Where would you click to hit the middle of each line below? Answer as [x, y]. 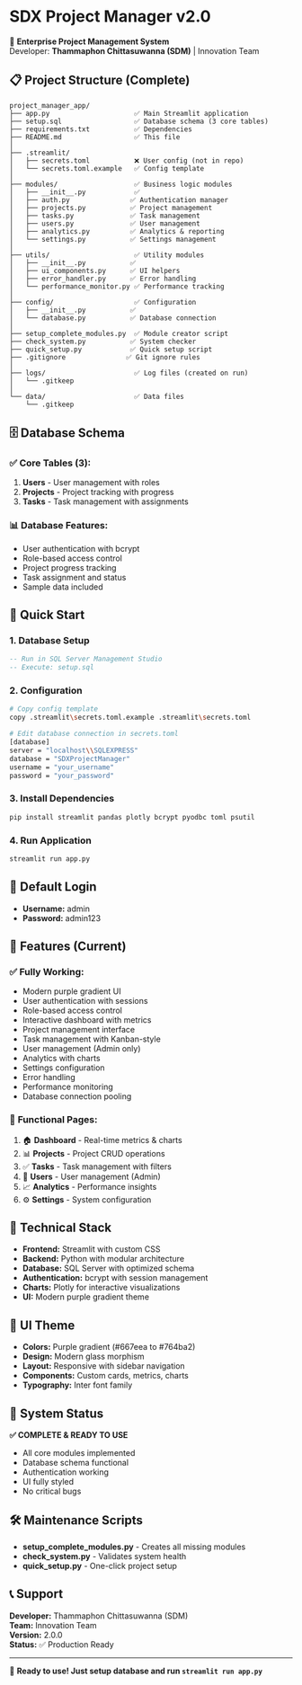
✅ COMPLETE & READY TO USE [69, 1435]
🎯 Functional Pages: [53, 1120]
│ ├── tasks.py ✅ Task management [105, 216]
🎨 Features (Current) [68, 947]
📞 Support [36, 1594]
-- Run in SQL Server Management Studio [86, 659]
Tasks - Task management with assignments [105, 501]
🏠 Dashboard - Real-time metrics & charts [102, 1140]
